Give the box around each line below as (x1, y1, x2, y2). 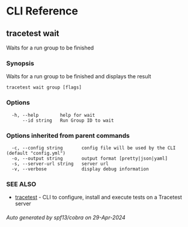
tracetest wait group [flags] (6, 84, 82, 91)
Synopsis (6, 59, 34, 67)
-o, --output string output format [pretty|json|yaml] (11, 155, 168, 161)
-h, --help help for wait (11, 112, 96, 118)
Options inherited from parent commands (6, 131, 130, 140)
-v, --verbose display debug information (11, 166, 149, 172)
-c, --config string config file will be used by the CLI (11, 145, 176, 151)
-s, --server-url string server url (11, 161, 109, 167)
